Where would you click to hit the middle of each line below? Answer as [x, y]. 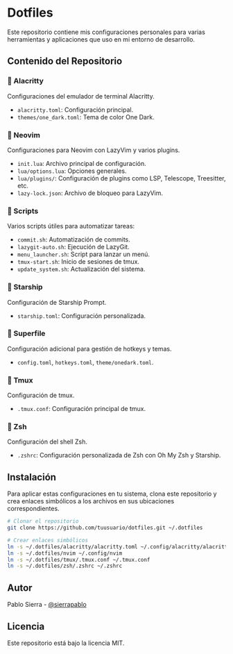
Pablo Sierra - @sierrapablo [47, 605]
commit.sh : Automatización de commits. [74, 240]
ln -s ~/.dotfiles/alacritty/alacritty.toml [72, 546]
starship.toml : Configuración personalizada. [81, 316]
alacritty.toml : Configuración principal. [75, 110]
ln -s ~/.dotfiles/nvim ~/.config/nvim [65, 553]
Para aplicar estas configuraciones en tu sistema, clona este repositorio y [112, 494]
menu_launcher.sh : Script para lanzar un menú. [84, 254]
